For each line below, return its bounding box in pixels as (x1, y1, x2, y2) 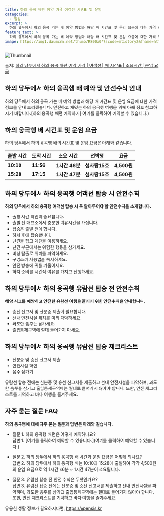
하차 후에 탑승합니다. (12, 232, 52, 238)
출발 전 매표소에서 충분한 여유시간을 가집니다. (12, 220, 99, 226)
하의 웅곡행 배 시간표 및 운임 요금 (5, 126, 97, 134)
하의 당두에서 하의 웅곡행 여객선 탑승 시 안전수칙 (5, 189, 140, 198)
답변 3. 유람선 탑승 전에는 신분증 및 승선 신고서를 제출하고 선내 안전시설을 (12, 482, 151, 489)
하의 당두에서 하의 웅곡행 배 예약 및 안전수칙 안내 (5, 84, 142, 93)
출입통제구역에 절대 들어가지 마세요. (12, 327, 81, 333)
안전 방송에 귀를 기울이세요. (12, 262, 65, 269)
